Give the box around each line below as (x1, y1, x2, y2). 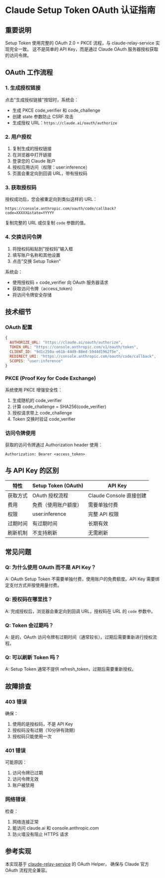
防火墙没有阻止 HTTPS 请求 (12, 831, 69, 837)
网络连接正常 (12, 818, 39, 825)
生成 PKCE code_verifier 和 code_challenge (12, 107, 101, 113)
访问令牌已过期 (12, 770, 43, 776)
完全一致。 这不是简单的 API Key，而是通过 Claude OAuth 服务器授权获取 (9, 46, 159, 52)
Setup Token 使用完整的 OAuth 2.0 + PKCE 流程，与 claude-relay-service (5, 40, 155, 46)
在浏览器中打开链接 (12, 152, 52, 158)
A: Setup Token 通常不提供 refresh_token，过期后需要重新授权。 (5, 666, 136, 672)
